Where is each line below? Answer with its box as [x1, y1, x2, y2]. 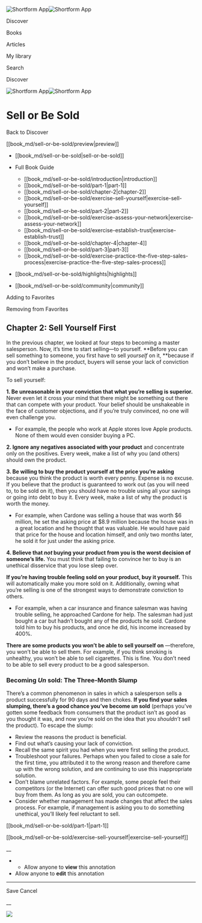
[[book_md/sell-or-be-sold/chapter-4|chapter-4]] [23, 239, 147, 247]
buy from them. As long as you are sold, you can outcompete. [14, 791, 168, 799]
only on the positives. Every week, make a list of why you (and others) [6, 449, 180, 457]
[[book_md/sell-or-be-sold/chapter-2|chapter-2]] [23, 188, 146, 195]
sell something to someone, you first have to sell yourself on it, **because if [6, 352, 194, 359]
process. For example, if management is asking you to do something [14, 804, 185, 811]
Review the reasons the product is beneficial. [14, 734, 127, 741]
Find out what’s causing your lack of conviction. [14, 740, 133, 747]
